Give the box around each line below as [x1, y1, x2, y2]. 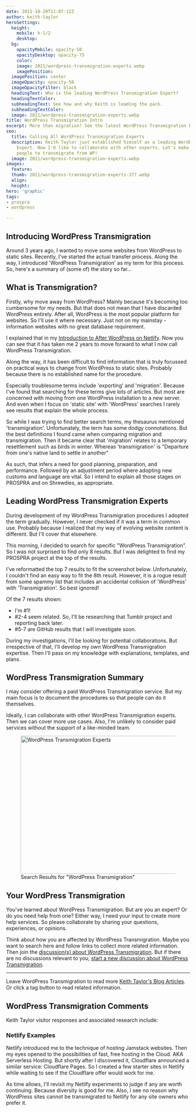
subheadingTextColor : [11, 107, 64, 112]
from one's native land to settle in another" [6, 449, 109, 456]
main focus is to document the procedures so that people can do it [6, 694, 166, 702]
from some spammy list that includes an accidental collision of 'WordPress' [6, 578, 187, 585]
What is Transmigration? [6, 282, 97, 293]
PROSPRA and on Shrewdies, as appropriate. [6, 479, 114, 486]
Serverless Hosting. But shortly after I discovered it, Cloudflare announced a [6, 1057, 190, 1064]
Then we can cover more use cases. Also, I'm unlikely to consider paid [6, 718, 176, 725]
